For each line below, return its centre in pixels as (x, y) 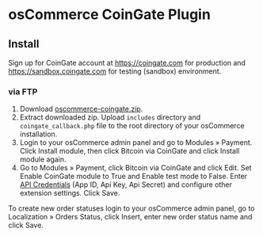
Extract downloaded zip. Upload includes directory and (110, 117)
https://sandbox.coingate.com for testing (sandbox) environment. (115, 71)
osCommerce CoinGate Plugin (110, 15)
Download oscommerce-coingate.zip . (81, 109)
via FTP (23, 91)
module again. (43, 159)
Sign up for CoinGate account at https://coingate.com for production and (127, 63)
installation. (38, 134)
